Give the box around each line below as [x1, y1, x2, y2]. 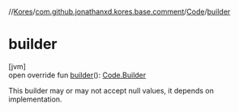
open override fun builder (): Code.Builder [8, 70, 147, 80]
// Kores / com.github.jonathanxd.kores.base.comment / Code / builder [8, 7, 231, 16]
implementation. [8, 94, 62, 104]
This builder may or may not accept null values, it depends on [8, 85, 215, 95]
